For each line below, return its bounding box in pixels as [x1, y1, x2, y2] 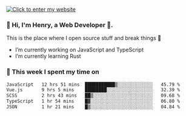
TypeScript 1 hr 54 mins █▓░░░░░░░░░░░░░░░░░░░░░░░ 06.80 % [6, 98, 181, 105]
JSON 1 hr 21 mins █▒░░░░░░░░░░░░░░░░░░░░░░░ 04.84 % [6, 104, 181, 110]
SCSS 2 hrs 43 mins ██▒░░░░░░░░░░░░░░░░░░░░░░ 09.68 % [6, 92, 181, 99]
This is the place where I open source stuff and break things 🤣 [6, 34, 162, 42]
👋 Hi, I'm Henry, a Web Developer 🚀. [6, 21, 113, 29]
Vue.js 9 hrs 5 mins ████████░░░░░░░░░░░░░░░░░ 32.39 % [6, 87, 181, 93]
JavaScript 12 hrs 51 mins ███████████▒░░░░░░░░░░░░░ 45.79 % [6, 82, 181, 88]
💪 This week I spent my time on [6, 68, 100, 76]
